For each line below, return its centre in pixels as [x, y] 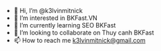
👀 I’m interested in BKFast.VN [56, 18]
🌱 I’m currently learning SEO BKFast [65, 25]
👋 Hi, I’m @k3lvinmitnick [48, 11]
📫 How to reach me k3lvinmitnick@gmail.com [79, 40]
